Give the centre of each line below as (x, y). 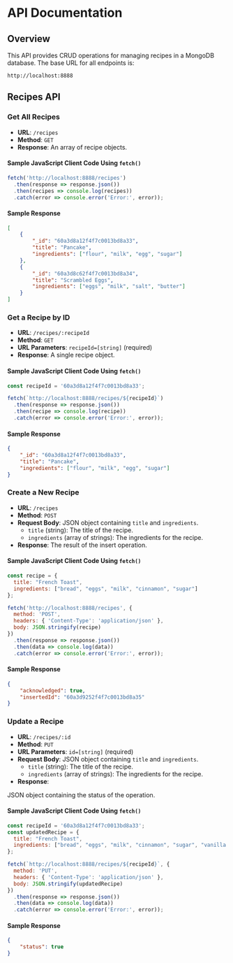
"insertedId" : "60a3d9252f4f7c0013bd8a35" (82, 697)
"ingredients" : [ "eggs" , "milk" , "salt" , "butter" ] (109, 287)
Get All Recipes (34, 117)
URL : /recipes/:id (44, 736)
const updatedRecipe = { (43, 832)
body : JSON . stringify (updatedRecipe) (68, 884)
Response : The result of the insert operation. (82, 545)
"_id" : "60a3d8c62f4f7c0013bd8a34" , (85, 273)
